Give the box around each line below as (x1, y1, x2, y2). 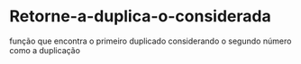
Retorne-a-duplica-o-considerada (9, 6, 272, 27)
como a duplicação (9, 44, 81, 55)
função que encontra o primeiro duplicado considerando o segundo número (9, 36, 292, 46)
